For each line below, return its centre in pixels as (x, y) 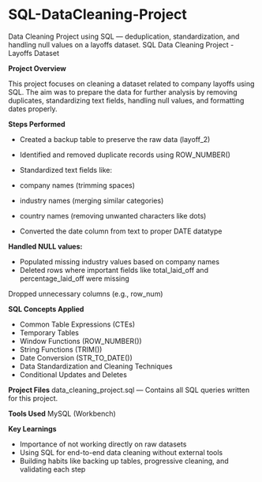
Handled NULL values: (45, 246)
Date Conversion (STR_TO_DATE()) (76, 357)
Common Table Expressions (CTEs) (77, 324)
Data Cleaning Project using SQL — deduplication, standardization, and (124, 36)
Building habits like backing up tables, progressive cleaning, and (124, 461)
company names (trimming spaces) (77, 185)
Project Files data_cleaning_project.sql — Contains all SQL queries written (129, 390)
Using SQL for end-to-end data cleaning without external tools (121, 452)
